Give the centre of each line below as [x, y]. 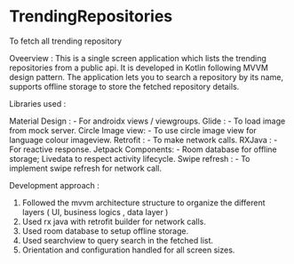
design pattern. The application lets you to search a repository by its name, [147, 76]
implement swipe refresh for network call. [86, 168]
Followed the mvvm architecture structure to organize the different [143, 203]
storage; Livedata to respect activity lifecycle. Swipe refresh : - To [130, 158]
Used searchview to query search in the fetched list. [118, 240]
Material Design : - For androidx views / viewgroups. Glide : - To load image [147, 121]
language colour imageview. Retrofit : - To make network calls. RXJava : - [143, 140]
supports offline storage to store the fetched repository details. [124, 86]
